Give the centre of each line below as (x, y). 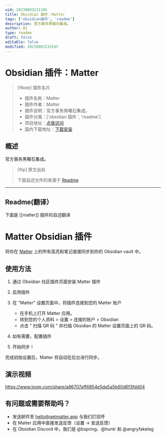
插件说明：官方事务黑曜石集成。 (57, 110)
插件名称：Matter (42, 98)
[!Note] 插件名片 (34, 87)
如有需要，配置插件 (32, 336)
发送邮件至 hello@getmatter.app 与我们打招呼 (59, 416)
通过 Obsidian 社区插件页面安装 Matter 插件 (56, 282)
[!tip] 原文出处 (31, 170)
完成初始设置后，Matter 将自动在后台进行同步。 (54, 357)
